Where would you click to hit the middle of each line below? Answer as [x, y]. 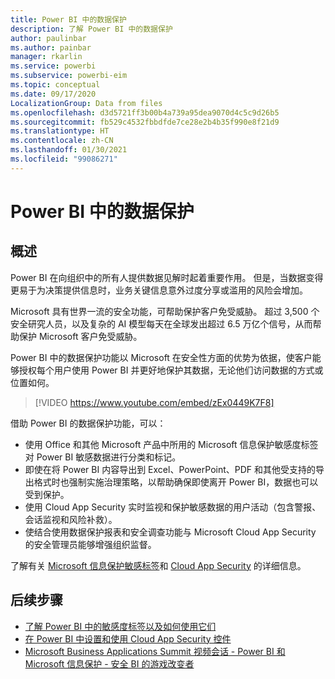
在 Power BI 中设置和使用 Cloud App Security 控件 [128, 638]
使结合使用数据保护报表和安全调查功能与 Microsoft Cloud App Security [170, 532]
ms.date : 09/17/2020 [53, 94]
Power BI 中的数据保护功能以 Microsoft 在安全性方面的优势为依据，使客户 [161, 357]
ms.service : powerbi [53, 66]
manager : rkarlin [46, 57]
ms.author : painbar [51, 47]
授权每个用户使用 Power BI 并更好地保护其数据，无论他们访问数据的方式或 [171, 370]
